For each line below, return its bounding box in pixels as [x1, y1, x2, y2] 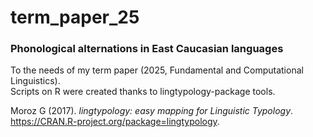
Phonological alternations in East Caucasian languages [10, 42, 284, 56]
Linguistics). [10, 75, 61, 87]
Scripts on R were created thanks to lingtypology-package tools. [10, 86, 276, 98]
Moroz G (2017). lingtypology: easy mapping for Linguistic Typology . [10, 105, 294, 117]
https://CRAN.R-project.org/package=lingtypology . [10, 116, 220, 128]
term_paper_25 [10, 6, 140, 29]
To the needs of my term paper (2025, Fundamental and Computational [10, 64, 304, 76]
